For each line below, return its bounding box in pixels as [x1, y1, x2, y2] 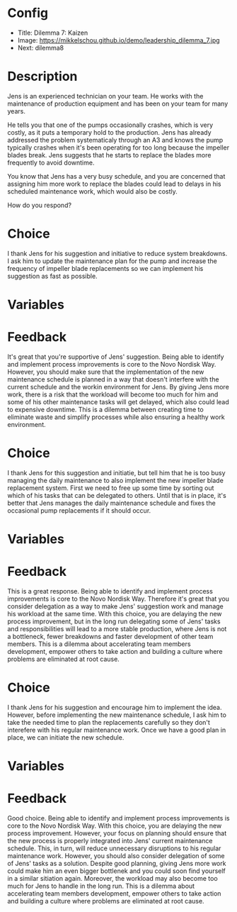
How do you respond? [7, 201, 72, 209]
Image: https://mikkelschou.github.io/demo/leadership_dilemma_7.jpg [17, 35, 221, 44]
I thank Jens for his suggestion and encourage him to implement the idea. [7, 703, 222, 711]
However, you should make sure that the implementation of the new [7, 367, 204, 376]
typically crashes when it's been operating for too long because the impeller [7, 143, 230, 152]
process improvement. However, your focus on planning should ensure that [7, 829, 227, 838]
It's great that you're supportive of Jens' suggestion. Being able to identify [7, 352, 224, 361]
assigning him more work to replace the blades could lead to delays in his [7, 179, 221, 188]
